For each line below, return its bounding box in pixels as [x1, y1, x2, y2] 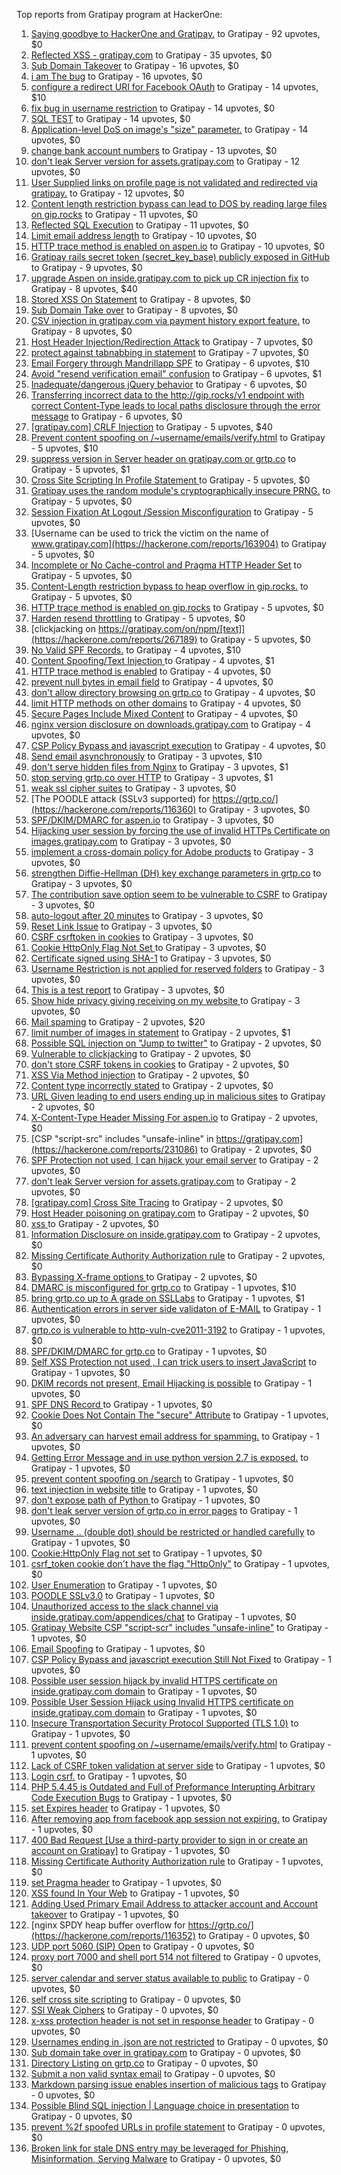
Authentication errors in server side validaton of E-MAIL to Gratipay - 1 [30, 1303, 322, 1314]
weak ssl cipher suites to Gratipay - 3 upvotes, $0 [30, 782, 237, 794]
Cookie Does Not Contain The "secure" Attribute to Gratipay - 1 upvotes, [30, 1409, 329, 1421]
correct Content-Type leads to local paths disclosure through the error [30, 400, 321, 411]
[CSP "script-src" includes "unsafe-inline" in [30, 1133, 214, 1144]
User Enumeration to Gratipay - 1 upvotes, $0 [30, 1579, 218, 1591]
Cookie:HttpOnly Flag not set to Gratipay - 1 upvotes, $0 [30, 1547, 263, 1559]
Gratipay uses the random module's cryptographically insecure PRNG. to [30, 485, 331, 496]
